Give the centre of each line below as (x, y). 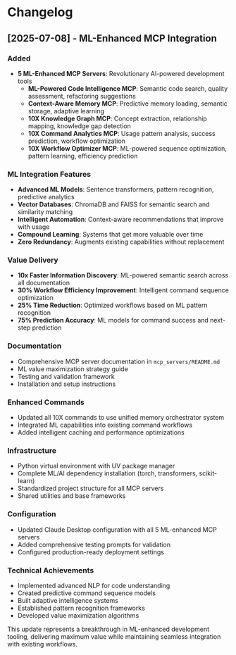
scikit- (208, 473)
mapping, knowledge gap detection (80, 126)
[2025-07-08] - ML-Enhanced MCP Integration (112, 38)
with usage (33, 227)
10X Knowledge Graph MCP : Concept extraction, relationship (118, 118)
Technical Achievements (51, 570)
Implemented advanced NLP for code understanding (94, 585)
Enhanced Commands (46, 402)
